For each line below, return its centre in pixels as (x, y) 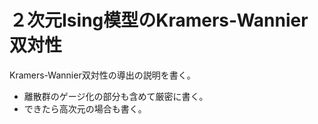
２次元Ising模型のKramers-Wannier (159, 20)
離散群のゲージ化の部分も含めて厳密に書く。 (116, 96)
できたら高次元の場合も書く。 (85, 108)
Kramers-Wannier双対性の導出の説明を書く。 (102, 75)
